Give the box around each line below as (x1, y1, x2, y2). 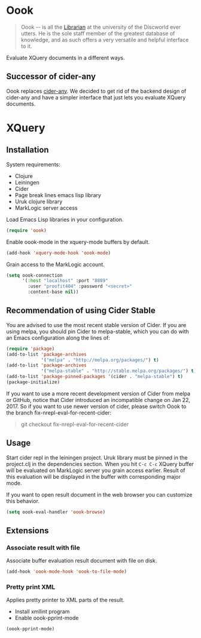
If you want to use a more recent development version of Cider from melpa (6, 390, 190, 397)
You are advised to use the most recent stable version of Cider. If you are (6, 321, 187, 328)
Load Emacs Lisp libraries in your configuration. (6, 216, 124, 223)
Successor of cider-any (6, 71, 96, 81)
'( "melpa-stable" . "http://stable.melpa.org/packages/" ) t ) (41, 368, 197, 374)
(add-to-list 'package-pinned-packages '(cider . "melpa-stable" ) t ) (6, 374, 184, 380)
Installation (6, 145, 49, 155)
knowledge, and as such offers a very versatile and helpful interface (20, 36, 189, 43)
